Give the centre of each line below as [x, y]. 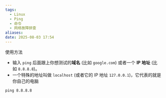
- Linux [18, 14]
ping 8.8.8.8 [19, 90]
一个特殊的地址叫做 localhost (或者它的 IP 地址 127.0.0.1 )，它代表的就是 [87, 75]
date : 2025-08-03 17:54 [30, 38]
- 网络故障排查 [23, 28]
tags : [11, 10]
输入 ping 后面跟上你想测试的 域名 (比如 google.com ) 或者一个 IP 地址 [81, 62]
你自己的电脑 [25, 81]
